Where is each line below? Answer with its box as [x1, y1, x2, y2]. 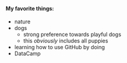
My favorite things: [5, 5, 55, 12]
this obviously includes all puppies [23, 37, 108, 44]
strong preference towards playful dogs [23, 31, 122, 38]
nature [14, 18, 31, 25]
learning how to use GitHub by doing [14, 44, 105, 51]
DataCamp [14, 50, 41, 57]
